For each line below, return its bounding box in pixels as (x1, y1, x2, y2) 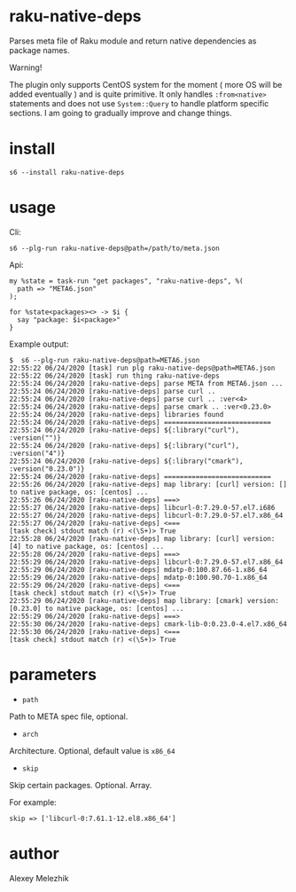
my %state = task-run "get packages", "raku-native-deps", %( (9, 277, 244, 286)
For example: (9, 796, 58, 808)
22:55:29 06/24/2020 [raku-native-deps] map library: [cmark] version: (9, 596, 279, 605)
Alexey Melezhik (9, 872, 69, 883)
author (9, 843, 60, 864)
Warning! (9, 62, 43, 73)
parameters (9, 665, 97, 685)
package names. (9, 44, 70, 55)
